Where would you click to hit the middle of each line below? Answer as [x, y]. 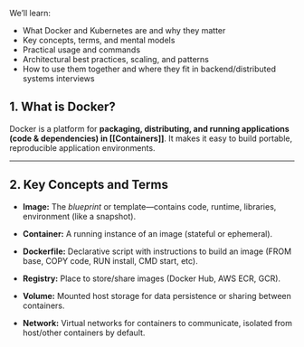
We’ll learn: [30, 13]
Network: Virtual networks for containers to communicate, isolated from [157, 323]
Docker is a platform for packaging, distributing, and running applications [149, 128]
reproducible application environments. [82, 147]
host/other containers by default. [84, 333]
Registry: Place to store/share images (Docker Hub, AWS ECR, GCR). [152, 278]
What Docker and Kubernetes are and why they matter [124, 30]
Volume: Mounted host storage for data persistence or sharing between [157, 295]
